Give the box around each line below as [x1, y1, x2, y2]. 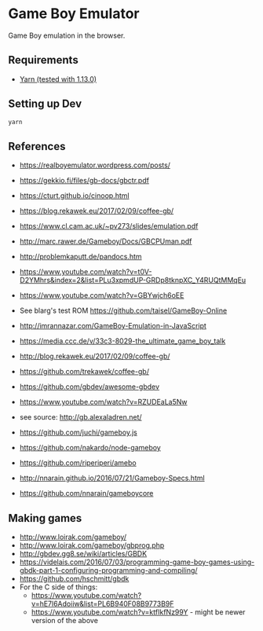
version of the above [31, 616, 98, 625]
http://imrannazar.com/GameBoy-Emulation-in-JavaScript [19, 321, 206, 331]
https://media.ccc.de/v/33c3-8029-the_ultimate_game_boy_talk [19, 336, 226, 346]
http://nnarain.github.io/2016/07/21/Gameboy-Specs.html [19, 473, 206, 483]
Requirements [8, 53, 79, 67]
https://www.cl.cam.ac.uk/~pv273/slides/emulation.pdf [19, 222, 199, 231]
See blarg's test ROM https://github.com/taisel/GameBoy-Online [19, 306, 228, 315]
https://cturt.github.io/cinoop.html [19, 191, 130, 200]
